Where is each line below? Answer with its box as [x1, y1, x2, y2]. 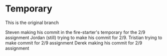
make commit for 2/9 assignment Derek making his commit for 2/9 [5, 39, 142, 45]
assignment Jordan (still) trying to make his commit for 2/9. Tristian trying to [5, 34, 162, 40]
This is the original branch [5, 19, 59, 25]
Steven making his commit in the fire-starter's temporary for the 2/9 [5, 29, 145, 35]
